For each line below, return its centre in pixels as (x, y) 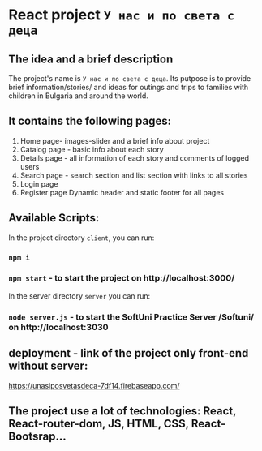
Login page (39, 183)
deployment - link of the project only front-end (129, 353)
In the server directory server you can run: (79, 296)
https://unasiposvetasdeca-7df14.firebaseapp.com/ (94, 385)
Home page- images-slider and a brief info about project (115, 140)
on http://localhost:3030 (58, 327)
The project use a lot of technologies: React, (122, 411)
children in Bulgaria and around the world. (78, 96)
